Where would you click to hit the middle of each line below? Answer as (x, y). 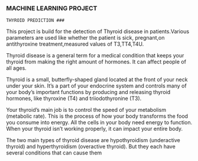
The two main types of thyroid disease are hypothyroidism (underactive (93, 140)
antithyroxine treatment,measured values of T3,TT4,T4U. (75, 44)
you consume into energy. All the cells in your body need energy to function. (99, 123)
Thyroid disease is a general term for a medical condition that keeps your (95, 56)
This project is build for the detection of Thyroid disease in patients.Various (98, 31)
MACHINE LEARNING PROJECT (52, 8)
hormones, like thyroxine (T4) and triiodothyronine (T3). (74, 98)
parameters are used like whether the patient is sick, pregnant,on (85, 38)
